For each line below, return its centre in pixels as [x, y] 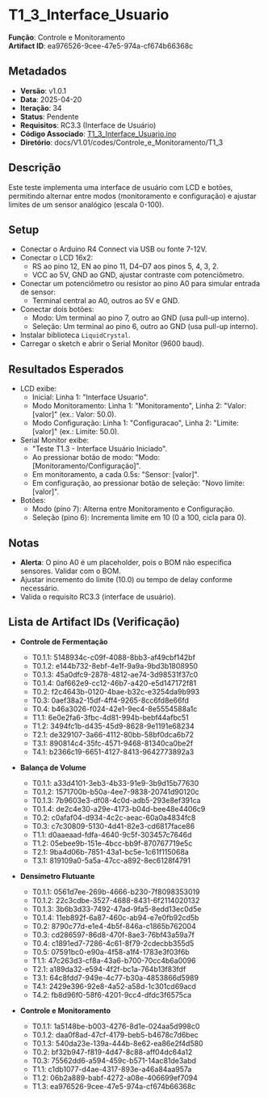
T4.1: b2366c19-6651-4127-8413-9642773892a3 [113, 752]
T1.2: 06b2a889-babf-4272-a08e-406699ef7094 [115, 1078]
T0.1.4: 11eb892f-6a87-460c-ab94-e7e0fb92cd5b [115, 917]
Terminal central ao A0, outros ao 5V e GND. [106, 301]
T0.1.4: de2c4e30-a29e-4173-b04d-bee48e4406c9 [119, 809]
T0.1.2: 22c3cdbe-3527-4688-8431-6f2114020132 [116, 900]
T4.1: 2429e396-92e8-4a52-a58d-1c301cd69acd [114, 986]
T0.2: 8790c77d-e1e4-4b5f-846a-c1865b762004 [114, 926]
